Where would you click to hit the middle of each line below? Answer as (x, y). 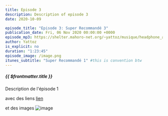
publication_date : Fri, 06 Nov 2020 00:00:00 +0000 (60, 33)
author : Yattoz (21, 42)
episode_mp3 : (19, 37)
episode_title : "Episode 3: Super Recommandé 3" (57, 28)
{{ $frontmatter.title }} (29, 76)
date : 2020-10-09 (23, 19)
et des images (20, 108)
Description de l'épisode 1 (32, 89)
